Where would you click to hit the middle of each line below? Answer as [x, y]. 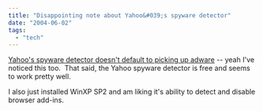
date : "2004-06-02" [40, 23]
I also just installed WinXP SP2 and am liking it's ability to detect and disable [132, 92]
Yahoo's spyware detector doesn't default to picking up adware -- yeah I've [131, 60]
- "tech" [30, 37]
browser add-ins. [36, 100]
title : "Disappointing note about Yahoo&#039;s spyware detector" [120, 15]
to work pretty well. [39, 76]
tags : [17, 30]
